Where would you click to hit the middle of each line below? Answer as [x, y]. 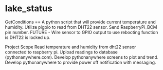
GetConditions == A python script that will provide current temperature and [80, 22]
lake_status [29, 9]
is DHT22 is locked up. [28, 37]
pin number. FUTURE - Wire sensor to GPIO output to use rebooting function [81, 32]
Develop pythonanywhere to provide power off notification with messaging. [81, 62]
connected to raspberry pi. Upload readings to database [62, 52]
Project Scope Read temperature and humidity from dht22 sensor [71, 47]
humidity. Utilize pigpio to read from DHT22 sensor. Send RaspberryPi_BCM [81, 27]
